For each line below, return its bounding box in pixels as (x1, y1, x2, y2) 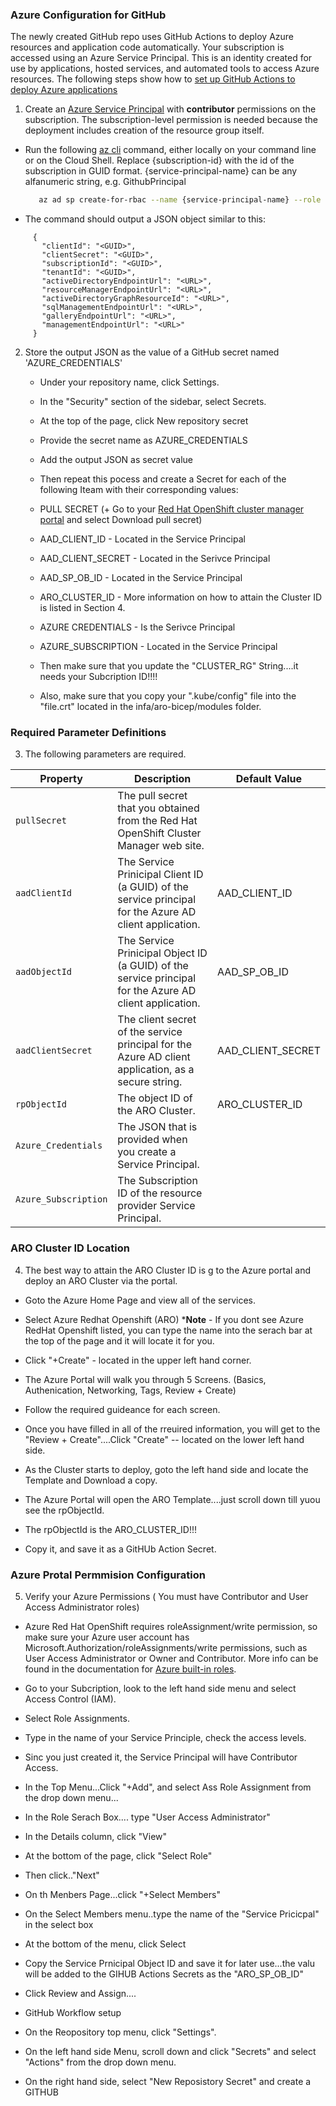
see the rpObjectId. (24, 1504, 105, 1516)
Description (133, 772, 192, 786)
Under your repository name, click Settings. (39, 376, 220, 388)
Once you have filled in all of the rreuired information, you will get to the (24, 1423, 321, 1435)
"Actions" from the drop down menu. (24, 2056, 177, 2068)
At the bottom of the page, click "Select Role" (24, 1850, 213, 1862)
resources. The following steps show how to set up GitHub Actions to (10, 73, 296, 85)
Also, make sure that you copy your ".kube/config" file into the (39, 690, 297, 702)
